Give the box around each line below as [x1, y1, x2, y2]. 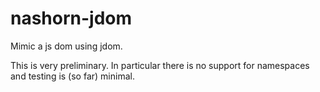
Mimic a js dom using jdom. [10, 40, 123, 52]
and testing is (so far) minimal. [10, 70, 135, 82]
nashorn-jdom [10, 7, 133, 30]
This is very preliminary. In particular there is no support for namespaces [10, 59, 310, 71]
